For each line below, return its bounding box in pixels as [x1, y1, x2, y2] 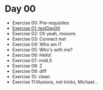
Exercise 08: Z [12, 63, 43, 69]
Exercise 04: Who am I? [12, 41, 62, 47]
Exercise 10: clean [12, 73, 50, 79]
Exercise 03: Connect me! [12, 36, 66, 42]
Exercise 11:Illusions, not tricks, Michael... [12, 79, 98, 85]
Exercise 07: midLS [12, 57, 52, 63]
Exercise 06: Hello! [12, 52, 52, 58]
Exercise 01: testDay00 [12, 25, 60, 31]
